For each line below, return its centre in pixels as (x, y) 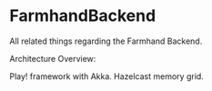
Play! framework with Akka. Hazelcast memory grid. (107, 76)
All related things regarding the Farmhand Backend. (106, 41)
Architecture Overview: (53, 58)
